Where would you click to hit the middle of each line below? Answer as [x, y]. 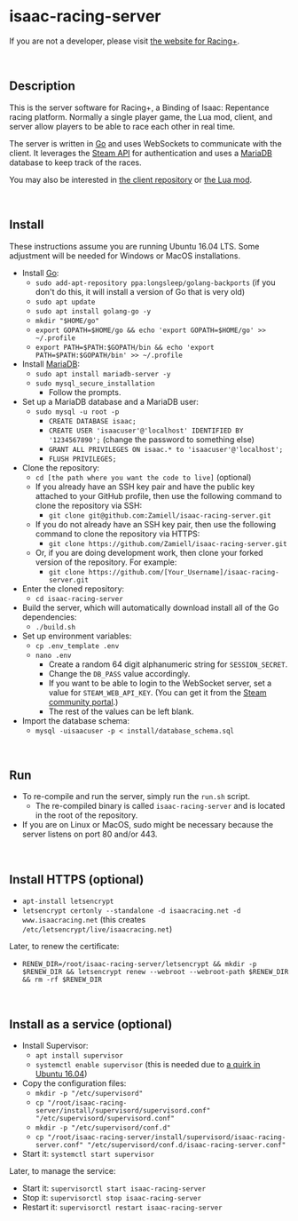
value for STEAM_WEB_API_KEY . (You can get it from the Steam [158, 692]
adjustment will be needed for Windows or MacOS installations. [125, 256]
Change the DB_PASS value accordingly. [119, 673]
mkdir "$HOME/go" [67, 321]
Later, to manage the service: [63, 1171]
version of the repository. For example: [106, 562]
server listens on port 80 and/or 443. [90, 834]
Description [42, 86]
